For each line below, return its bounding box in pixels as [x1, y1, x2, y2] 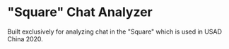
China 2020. [7, 34, 44, 43]
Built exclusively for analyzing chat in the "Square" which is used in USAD [7, 27, 223, 36]
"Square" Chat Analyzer [7, 4, 153, 20]
